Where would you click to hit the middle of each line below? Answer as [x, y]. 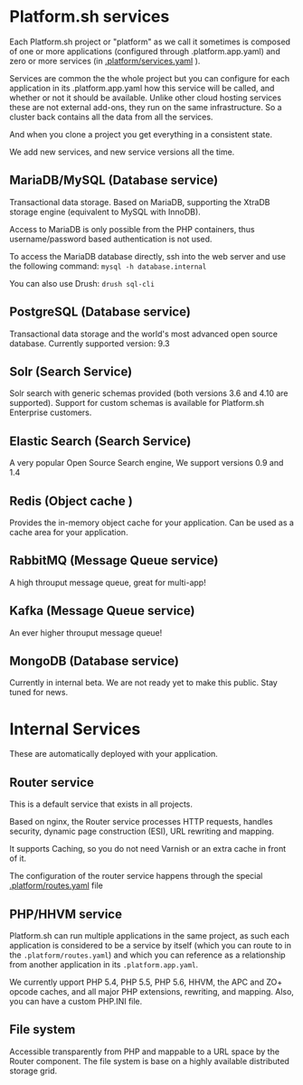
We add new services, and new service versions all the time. [122, 152]
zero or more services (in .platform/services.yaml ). [105, 61]
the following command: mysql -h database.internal [108, 266]
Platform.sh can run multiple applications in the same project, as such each [149, 936]
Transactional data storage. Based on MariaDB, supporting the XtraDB [140, 202]
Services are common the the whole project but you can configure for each [150, 78]
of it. [18, 859]
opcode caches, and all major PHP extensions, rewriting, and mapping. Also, [151, 991]
